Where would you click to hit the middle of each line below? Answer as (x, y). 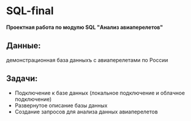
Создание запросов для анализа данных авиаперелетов (86, 112)
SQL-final (30, 11)
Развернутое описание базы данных (61, 105)
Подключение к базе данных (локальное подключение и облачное (100, 93)
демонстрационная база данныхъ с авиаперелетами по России (87, 60)
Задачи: (22, 79)
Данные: (23, 46)
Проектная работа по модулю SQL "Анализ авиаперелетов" (85, 27)
